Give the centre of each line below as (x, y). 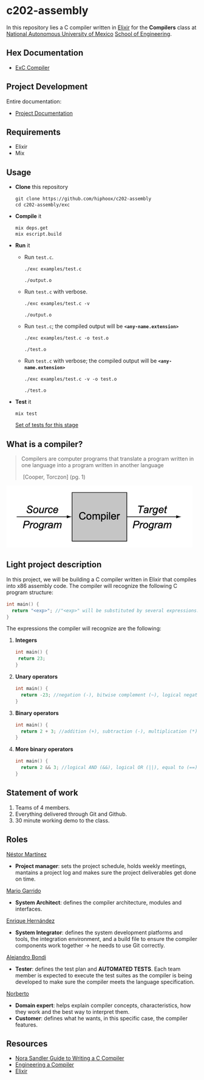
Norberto (18, 993)
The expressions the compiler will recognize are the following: (84, 629)
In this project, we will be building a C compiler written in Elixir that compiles (101, 579)
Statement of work (42, 793)
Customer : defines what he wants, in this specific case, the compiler (101, 1018)
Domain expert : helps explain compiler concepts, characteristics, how (103, 1005)
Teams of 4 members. (43, 807)
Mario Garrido (24, 890)
